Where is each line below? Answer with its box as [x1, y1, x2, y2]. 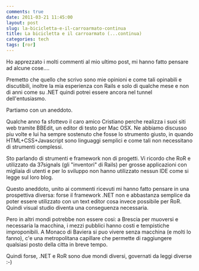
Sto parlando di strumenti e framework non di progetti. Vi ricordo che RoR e [6, 155, 191, 162]
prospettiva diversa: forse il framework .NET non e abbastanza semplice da [6, 191, 191, 198]
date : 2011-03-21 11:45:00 [6, 14, 73, 20]
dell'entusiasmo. [6, 94, 46, 102]
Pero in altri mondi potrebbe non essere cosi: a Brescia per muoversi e [6, 215, 179, 223]
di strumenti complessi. [6, 143, 64, 150]
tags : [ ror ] [6, 42, 36, 48]
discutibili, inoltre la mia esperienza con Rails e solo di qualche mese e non [6, 82, 189, 89]
